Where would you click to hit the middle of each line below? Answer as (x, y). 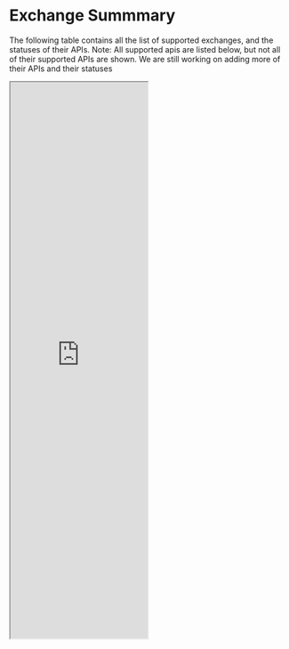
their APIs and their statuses (61, 69)
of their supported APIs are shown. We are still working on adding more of (145, 59)
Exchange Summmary (92, 16)
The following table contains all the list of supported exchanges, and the (141, 40)
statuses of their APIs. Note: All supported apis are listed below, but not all (145, 49)
